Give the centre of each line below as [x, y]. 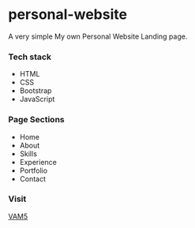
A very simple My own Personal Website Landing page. [98, 36]
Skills [28, 153]
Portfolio [34, 170]
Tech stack [30, 57]
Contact [32, 178]
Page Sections [36, 120]
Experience [38, 162]
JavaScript [37, 99]
